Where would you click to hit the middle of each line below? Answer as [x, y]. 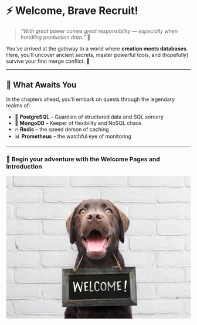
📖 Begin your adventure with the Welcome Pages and [83, 159]
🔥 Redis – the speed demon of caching [62, 129]
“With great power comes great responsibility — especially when [99, 31]
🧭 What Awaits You [41, 85]
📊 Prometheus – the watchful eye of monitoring [73, 136]
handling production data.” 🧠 [55, 37]
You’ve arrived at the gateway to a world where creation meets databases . [97, 48]
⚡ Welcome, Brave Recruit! [72, 11]
